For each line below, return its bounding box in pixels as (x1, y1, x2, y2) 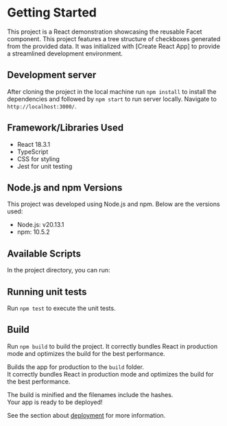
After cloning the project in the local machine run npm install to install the (7, 87, 217, 95)
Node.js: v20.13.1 (16, 221, 64, 229)
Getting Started (7, 5, 97, 21)
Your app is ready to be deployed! (7, 398, 103, 406)
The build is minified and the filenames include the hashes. (7, 390, 174, 399)
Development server (7, 69, 97, 81)
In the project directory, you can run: (7, 266, 110, 274)
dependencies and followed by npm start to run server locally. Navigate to (7, 95, 217, 103)
